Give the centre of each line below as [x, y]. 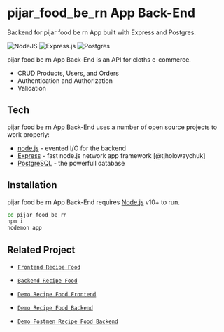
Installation [32, 185]
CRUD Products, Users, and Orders [68, 73]
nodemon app [24, 228]
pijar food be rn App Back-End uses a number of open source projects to [112, 127]
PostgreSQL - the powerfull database [71, 163]
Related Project [41, 250]
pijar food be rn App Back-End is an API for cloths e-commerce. [99, 59]
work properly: [29, 134]
